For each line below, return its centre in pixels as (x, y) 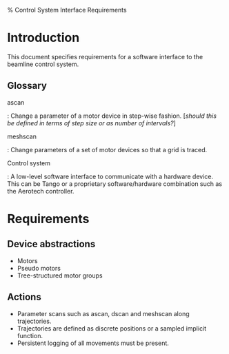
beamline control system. (43, 64)
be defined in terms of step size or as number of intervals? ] (91, 123)
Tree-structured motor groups (60, 275)
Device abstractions (51, 244)
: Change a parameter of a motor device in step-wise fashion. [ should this (112, 116)
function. (30, 335)
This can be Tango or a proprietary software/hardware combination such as (115, 184)
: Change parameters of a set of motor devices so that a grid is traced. (107, 149)
